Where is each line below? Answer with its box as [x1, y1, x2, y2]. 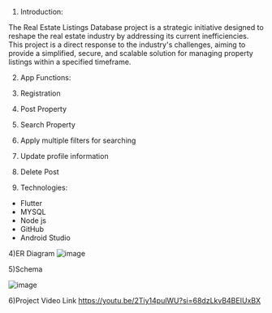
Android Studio [19, 233, 71, 242]
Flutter [19, 199, 43, 208]
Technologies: [19, 182, 68, 192]
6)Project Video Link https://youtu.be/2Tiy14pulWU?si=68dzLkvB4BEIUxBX [8, 296, 261, 305]
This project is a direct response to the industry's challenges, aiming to [8, 40, 246, 49]
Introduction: [19, 7, 63, 16]
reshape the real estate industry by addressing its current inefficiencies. [8, 32, 249, 41]
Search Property [19, 120, 76, 129]
